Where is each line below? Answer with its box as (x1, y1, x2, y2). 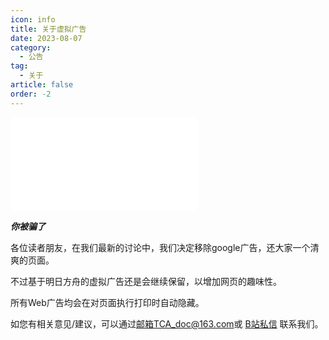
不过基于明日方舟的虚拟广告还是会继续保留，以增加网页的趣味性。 (10, 275, 282, 287)
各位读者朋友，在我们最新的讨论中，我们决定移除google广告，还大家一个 (10, 241, 311, 253)
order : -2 (10, 89, 52, 99)
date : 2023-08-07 (10, 33, 83, 43)
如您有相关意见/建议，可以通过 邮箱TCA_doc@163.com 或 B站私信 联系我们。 (10, 317, 324, 330)
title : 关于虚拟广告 (10, 24, 87, 34)
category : (10, 42, 52, 53)
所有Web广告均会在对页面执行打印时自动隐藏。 (10, 296, 205, 308)
